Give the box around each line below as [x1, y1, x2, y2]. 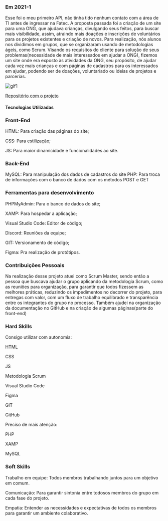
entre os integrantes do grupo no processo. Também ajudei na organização [5, 300, 161, 306]
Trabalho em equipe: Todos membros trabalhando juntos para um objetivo [5, 474, 158, 480]
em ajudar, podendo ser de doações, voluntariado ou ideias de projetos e [5, 68, 156, 74]
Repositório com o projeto [5, 93, 59, 99]
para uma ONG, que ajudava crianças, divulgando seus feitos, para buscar [5, 26, 159, 32]
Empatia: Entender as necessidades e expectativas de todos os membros [5, 504, 157, 510]
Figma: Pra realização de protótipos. [5, 249, 80, 255]
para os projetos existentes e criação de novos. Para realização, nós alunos [5, 36, 161, 42]
